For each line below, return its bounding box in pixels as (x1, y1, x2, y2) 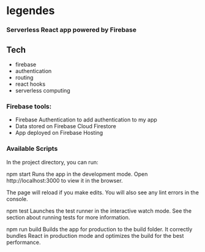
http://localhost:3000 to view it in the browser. (6, 177, 124, 184)
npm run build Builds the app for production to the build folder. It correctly (6, 225, 193, 233)
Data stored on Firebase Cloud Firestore (15, 123, 116, 130)
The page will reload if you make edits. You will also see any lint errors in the (6, 188, 199, 196)
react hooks (15, 80, 46, 88)
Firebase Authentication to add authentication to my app (15, 116, 157, 123)
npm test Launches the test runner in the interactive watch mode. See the (6, 207, 192, 215)
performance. (6, 239, 41, 246)
